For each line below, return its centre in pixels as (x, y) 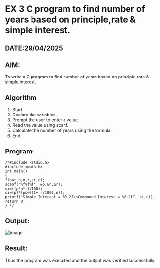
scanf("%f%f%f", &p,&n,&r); (34, 184)
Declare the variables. (34, 115)
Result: (16, 249)
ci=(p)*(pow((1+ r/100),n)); (35, 193)
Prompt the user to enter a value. (46, 120)
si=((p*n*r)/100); (24, 189)
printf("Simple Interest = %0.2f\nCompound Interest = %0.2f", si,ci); (80, 197)
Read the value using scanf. (40, 125)
